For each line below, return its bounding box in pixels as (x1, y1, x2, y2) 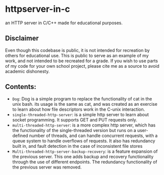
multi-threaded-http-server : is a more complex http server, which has (12, 122, 156, 128)
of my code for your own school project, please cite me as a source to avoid (5, 63, 160, 69)
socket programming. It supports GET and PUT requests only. (12, 117, 137, 123)
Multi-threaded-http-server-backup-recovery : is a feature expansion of (12, 148, 158, 154)
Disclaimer (5, 34, 39, 43)
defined (12, 132, 29, 138)
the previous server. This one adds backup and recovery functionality (12, 153, 154, 159)
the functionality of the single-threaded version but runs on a (12, 127, 136, 133)
